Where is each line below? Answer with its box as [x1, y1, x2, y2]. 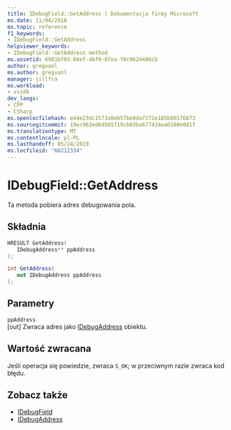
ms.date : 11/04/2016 [7, 17, 68, 24]
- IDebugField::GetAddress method [7, 50, 108, 57]
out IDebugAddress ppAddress [16, 271, 101, 279]
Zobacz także [7, 389, 68, 401]
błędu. [7, 369, 26, 377]
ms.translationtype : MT [7, 128, 77, 135]
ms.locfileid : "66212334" [7, 147, 83, 154]
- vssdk [7, 88, 30, 95]
